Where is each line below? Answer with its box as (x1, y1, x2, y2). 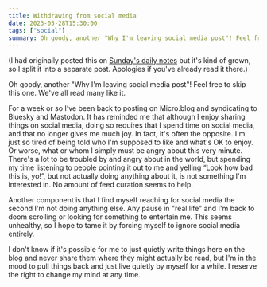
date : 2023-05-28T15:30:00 (8, 19, 98, 27)
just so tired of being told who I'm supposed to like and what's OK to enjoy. (8, 137, 254, 147)
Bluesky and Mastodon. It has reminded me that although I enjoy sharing (8, 112, 246, 122)
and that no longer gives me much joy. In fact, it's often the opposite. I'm (8, 129, 246, 139)
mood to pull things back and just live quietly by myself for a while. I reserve (8, 261, 257, 271)
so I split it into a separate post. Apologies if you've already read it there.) (8, 65, 248, 74)
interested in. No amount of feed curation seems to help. (8, 180, 193, 190)
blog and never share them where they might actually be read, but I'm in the (8, 253, 257, 263)
